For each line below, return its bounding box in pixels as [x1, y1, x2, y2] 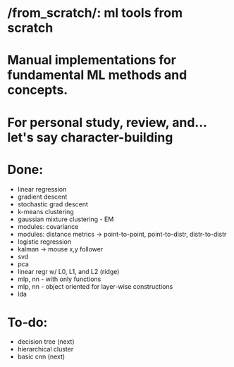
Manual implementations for [7, 52, 176, 68]
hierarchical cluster [17, 345, 74, 354]
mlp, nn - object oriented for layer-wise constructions [17, 282, 173, 290]
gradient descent [17, 192, 68, 201]
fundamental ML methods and [7, 67, 187, 83]
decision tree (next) [17, 337, 75, 346]
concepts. [7, 82, 68, 98]
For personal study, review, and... [7, 114, 207, 130]
